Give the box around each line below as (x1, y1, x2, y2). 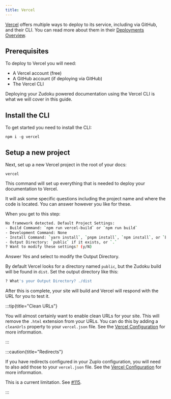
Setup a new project (5, 148, 70, 157)
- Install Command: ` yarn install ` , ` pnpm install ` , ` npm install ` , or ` (5, 235, 165, 240)
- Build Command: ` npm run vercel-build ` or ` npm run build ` (5, 225, 138, 230)
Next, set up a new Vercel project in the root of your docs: (5, 162, 127, 168)
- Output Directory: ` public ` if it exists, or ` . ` (5, 239, 117, 244)
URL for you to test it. (5, 293, 50, 299)
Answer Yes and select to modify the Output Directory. (5, 254, 120, 260)
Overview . (5, 32, 26, 38)
